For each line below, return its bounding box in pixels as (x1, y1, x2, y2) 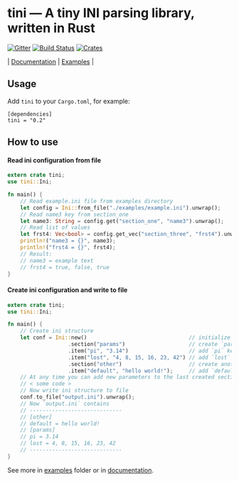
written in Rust (7, 20, 95, 36)
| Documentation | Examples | (7, 57, 95, 65)
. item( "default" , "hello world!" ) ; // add (68, 367, 208, 374)
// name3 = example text (20, 257, 94, 264)
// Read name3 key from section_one (20, 211, 129, 218)
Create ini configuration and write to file (7, 286, 128, 294)
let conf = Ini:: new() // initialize (20, 334, 231, 342)
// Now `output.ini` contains (20, 400, 110, 407)
